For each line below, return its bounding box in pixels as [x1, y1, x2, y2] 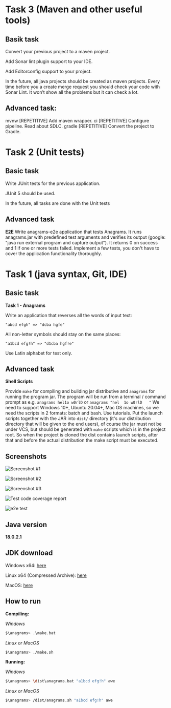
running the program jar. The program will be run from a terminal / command [5, 393, 166, 400]
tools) [5, 14, 31, 26]
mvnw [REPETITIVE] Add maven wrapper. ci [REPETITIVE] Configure [5, 117, 150, 123]
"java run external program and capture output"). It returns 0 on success [5, 239, 158, 245]
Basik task [5, 35, 39, 44]
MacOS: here [5, 582, 33, 588]
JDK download [5, 549, 53, 557]
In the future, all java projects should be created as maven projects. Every [5, 78, 160, 84]
